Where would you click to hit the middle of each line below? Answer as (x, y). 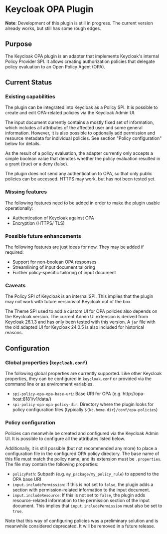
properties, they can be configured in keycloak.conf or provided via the (79, 379)
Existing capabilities (30, 97)
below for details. (23, 144)
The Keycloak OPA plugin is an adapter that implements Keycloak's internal (82, 56)
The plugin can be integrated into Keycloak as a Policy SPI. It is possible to (82, 107)
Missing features (26, 192)
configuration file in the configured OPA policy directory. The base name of (82, 454)
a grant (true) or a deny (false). (37, 164)
